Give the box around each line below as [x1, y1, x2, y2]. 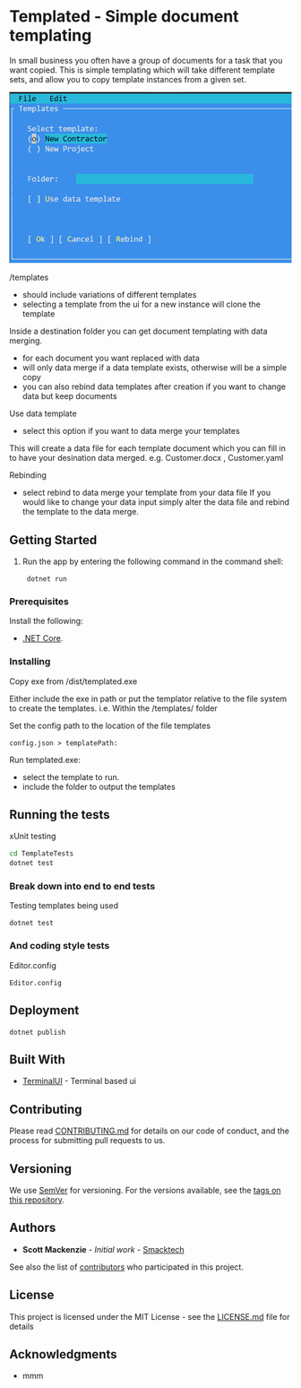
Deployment [9, 1002, 80, 1019]
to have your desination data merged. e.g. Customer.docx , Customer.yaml [9, 453, 284, 464]
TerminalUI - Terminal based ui [21, 1076, 137, 1087]
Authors [9, 1220, 56, 1236]
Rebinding [9, 470, 47, 481]
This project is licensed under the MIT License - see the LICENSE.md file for [9, 1311, 290, 1322]
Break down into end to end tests [9, 881, 156, 893]
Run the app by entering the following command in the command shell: [21, 556, 284, 567]
